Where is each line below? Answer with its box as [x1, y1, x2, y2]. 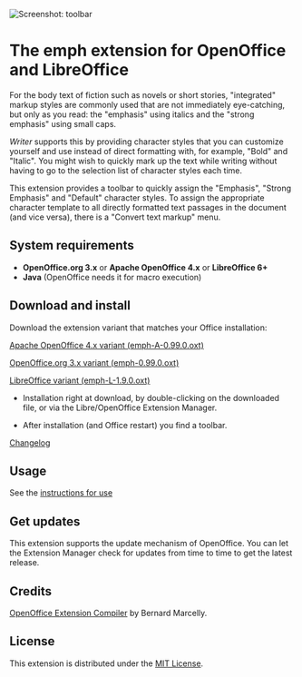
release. [9, 557, 40, 568]
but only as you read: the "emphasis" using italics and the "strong [9, 109, 255, 120]
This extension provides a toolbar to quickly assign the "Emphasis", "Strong [9, 182, 292, 193]
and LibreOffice [9, 60, 130, 81]
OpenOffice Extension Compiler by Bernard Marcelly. [9, 608, 208, 618]
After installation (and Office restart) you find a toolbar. [22, 419, 228, 430]
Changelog [9, 437, 51, 448]
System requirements [9, 238, 134, 253]
